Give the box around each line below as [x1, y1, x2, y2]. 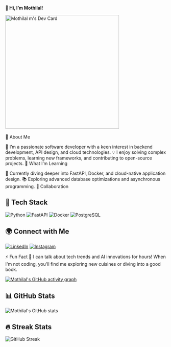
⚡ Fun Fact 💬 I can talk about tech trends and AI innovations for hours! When [5, 253, 166, 260]
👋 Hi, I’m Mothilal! [5, 5, 43, 11]
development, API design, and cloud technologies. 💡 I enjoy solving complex [5, 149, 166, 155]
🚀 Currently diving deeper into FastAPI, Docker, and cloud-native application [5, 170, 166, 176]
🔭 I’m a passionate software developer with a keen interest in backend [5, 144, 153, 150]
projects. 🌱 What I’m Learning [5, 160, 68, 166]
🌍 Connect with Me [5, 227, 69, 236]
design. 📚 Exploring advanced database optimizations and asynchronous [5, 176, 161, 182]
